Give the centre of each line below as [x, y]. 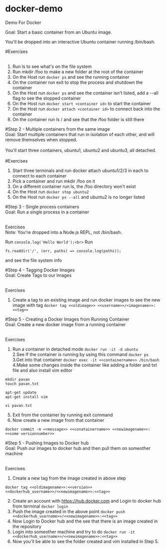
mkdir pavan [17, 379]
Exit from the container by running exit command [63, 415]
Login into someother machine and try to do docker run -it [74, 532]
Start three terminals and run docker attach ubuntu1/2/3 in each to [80, 171]
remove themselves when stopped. [41, 140]
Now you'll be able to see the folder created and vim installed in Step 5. [85, 541]
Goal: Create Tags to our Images [38, 275]
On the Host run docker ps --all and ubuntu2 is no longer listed [79, 197]
